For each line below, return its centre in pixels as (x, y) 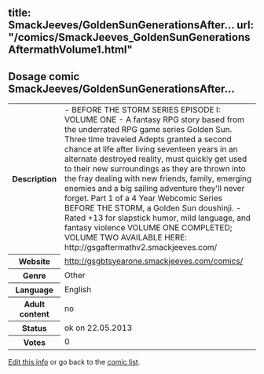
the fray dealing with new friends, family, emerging (158, 178)
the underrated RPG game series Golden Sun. (148, 130)
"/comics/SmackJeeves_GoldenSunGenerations (129, 37)
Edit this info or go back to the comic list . (74, 361)
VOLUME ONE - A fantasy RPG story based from (154, 119)
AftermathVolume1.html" (71, 50)
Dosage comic (44, 77)
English (78, 289)
